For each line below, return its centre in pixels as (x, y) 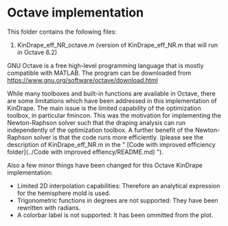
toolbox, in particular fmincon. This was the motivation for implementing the (114, 115)
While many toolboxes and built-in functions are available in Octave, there (112, 93)
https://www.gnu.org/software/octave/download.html (82, 80)
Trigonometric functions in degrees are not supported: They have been (117, 200)
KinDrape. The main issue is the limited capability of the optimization (104, 108)
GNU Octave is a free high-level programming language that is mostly (105, 65)
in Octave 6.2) (37, 52)
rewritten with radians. (49, 207)
